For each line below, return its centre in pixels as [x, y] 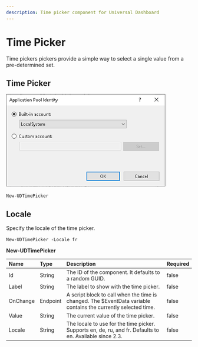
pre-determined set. [30, 65]
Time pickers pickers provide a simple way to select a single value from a [95, 58]
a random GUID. [86, 278]
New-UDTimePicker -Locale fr [42, 240]
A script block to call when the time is [112, 295]
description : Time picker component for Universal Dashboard [83, 12]
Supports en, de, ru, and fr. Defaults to [113, 330]
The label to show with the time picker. [113, 287]
